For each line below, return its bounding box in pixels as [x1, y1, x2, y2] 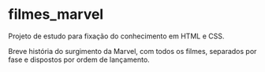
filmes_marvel [8, 5, 104, 23]
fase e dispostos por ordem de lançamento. [8, 55, 150, 64]
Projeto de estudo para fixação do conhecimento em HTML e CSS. [8, 31, 225, 41]
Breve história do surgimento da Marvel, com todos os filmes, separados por [8, 46, 257, 56]
